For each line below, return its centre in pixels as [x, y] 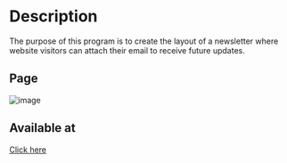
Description [53, 16]
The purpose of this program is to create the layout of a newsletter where [144, 41]
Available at [42, 128]
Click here [28, 150]
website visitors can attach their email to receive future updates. [127, 50]
